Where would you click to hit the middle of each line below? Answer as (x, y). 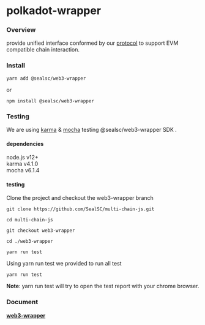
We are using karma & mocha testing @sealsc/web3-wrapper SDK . (92, 130)
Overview (21, 30)
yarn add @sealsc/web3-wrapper (46, 78)
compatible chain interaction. (43, 50)
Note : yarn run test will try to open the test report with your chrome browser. (103, 286)
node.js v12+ (22, 158)
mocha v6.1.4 (23, 170)
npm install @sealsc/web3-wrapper (50, 101)
